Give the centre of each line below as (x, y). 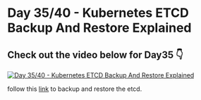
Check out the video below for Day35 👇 (95, 55)
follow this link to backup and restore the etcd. (75, 89)
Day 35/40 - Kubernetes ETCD (98, 13)
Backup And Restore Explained (99, 28)
